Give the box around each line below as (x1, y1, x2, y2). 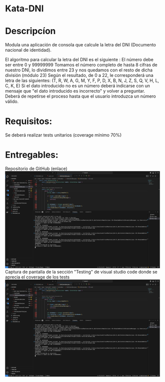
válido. (5, 99, 19, 104)
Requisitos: (5, 116, 53, 127)
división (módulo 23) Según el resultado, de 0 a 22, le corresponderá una (5, 72, 154, 78)
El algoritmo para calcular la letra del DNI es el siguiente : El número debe (5, 57, 154, 63)
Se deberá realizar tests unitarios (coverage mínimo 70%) (5, 132, 122, 138)
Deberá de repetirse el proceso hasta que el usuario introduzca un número (5, 93, 156, 99)
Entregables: (5, 149, 58, 161)
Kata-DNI (5, 3, 44, 14)
